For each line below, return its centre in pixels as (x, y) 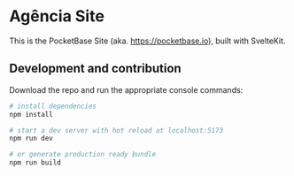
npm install (31, 114)
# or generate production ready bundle (83, 155)
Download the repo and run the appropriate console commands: (126, 89)
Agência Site (57, 16)
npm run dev (31, 139)
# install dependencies (53, 106)
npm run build (35, 163)
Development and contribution (95, 69)
